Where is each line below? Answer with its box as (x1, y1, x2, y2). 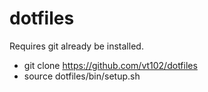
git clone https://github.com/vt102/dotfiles (23, 59, 198, 71)
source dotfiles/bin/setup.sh (23, 70, 141, 82)
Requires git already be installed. (9, 40, 144, 52)
